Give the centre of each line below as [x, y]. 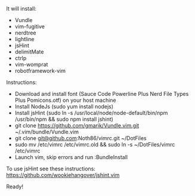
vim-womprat [31, 64]
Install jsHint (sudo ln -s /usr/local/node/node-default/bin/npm [91, 113]
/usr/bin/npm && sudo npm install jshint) [64, 119]
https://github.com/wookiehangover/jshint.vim [63, 175]
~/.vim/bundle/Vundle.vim [47, 132]
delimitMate [29, 52]
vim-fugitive [30, 27]
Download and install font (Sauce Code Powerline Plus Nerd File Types [102, 94]
